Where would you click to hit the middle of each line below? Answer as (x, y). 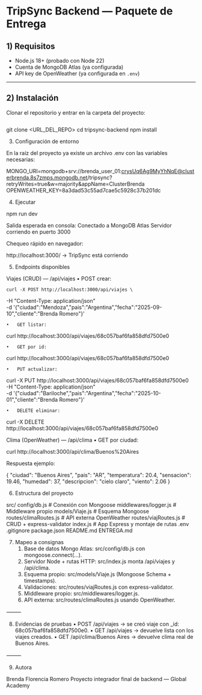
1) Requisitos (31, 46)
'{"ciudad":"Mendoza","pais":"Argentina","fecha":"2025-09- (87, 307)
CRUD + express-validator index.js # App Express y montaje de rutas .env (98, 524)
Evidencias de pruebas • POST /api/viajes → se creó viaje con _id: (97, 624)
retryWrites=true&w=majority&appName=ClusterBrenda (76, 184)
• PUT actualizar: (32, 369)
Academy (18, 685)
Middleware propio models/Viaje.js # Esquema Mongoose (78, 511)
